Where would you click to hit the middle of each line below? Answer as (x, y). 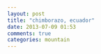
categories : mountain (39, 40)
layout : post (26, 14)
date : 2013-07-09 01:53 (42, 27)
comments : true (29, 33)
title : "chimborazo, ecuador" (51, 20)
